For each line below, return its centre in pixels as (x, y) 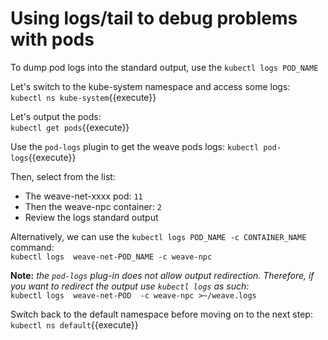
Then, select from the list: (63, 176)
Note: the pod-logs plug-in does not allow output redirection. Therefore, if (162, 275)
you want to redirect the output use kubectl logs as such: (130, 286)
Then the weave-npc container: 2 (93, 206)
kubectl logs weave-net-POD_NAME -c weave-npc (111, 257)
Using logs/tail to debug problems (154, 18)
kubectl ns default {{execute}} (74, 324)
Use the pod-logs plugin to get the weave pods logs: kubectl (135, 146)
